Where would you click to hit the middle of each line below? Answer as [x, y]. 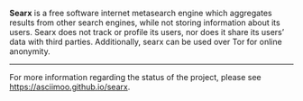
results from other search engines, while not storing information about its [145, 23]
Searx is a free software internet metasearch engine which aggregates [141, 13]
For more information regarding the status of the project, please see [135, 77]
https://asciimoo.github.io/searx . [70, 87]
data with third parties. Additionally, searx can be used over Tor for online [146, 41]
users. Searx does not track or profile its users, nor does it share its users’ [147, 32]
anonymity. [30, 51]
